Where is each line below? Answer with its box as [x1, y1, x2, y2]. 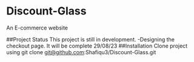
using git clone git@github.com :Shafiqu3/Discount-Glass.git [6, 48, 156, 55]
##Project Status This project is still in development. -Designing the [6, 36, 175, 43]
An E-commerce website [6, 24, 69, 31]
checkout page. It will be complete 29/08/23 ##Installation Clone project [6, 42, 188, 49]
